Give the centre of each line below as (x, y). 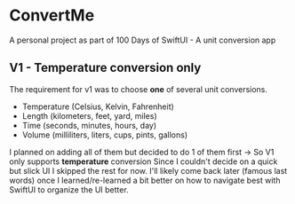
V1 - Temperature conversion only (105, 68)
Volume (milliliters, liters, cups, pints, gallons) (105, 135)
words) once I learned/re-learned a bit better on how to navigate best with (145, 180)
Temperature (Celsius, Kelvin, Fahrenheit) (98, 106)
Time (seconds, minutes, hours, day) (89, 125)
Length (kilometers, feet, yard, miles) (89, 115)
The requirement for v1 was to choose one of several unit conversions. (139, 89)
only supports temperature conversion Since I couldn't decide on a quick (144, 161)
